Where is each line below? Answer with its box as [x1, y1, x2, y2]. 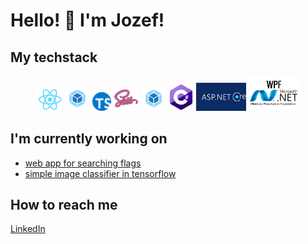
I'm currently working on [10, 130, 168, 148]
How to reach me [10, 197, 118, 214]
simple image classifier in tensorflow [24, 167, 177, 179]
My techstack [10, 49, 98, 66]
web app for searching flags [24, 157, 142, 169]
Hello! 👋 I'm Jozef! [10, 9, 165, 32]
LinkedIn [10, 223, 46, 235]
